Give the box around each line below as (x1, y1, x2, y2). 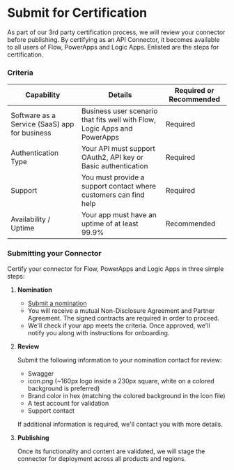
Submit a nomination (27, 299, 87, 307)
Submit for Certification (7, 5, 148, 21)
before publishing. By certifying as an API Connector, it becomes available (7, 35, 220, 43)
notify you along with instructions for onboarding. (27, 328, 170, 337)
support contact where (81, 182, 157, 191)
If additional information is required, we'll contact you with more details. (17, 420, 223, 428)
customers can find (81, 190, 145, 200)
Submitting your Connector (7, 249, 102, 258)
